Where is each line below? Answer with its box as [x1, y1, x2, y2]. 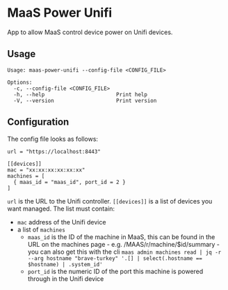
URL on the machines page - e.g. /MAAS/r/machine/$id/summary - [27, 240, 220, 248]
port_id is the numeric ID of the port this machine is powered [27, 267, 204, 275]
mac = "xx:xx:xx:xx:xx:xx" [7, 166, 85, 174]
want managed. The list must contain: [7, 204, 115, 213]
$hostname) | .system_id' [27, 261, 103, 268]
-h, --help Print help [13, 91, 148, 98]
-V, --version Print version [13, 97, 157, 104]
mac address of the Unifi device [17, 217, 106, 226]
